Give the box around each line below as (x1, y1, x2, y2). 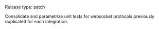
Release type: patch (5, 4, 45, 10)
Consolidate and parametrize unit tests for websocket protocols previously (5, 14, 155, 19)
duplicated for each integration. (5, 19, 68, 24)
